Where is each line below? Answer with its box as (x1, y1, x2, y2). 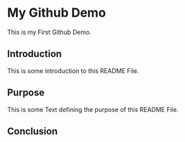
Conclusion (7, 125, 58, 137)
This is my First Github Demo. (7, 28, 91, 36)
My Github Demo (7, 5, 106, 21)
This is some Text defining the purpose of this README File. (7, 105, 179, 113)
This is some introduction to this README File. (7, 66, 139, 74)
